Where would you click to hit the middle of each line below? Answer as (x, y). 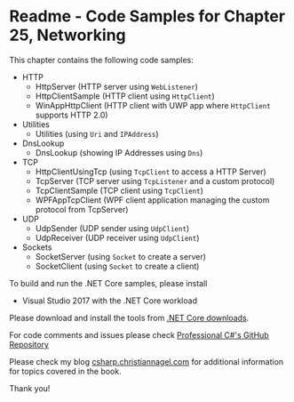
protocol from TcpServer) (82, 209)
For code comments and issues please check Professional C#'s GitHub (139, 334)
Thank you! (30, 388)
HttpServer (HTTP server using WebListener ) (116, 86)
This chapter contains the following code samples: (101, 60)
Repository (29, 344)
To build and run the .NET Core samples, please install (108, 283)
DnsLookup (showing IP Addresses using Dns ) (119, 152)
